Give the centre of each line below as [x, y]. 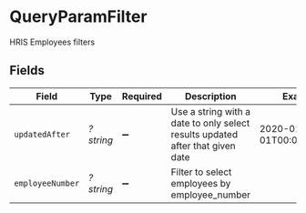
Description [211, 96]
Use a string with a [211, 111]
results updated [204, 134]
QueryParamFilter [78, 17]
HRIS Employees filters [52, 42]
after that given [204, 146]
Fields [27, 71]
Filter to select [201, 172]
